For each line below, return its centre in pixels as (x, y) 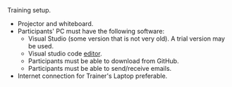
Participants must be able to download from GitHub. (103, 61)
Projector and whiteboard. (55, 24)
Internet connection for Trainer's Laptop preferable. (92, 76)
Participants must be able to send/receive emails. (100, 68)
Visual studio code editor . (65, 53)
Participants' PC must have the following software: (91, 31)
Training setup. (29, 10)
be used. (41, 46)
